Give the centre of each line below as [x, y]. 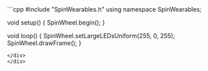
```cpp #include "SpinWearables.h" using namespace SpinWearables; [104, 9]
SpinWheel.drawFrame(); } [44, 43]
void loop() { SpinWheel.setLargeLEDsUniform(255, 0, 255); [91, 36]
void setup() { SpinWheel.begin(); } [56, 23]
